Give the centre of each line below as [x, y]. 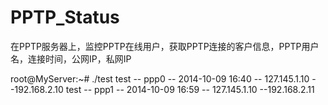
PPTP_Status [65, 17]
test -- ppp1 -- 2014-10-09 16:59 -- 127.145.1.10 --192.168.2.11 [190, 89]
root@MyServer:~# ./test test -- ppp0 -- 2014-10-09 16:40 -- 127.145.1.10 [160, 78]
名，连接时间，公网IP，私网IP [71, 58]
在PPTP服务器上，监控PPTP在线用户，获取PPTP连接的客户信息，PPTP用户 [165, 46]
